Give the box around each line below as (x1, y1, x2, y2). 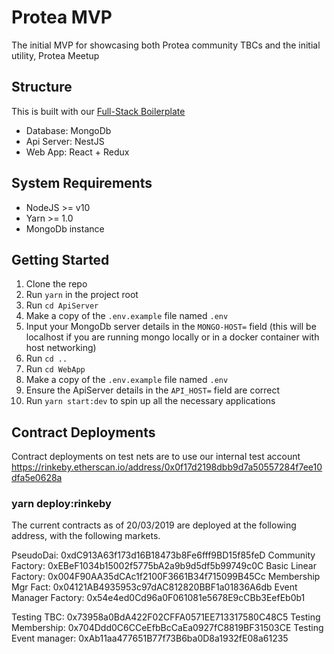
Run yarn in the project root (25, 289, 139, 301)
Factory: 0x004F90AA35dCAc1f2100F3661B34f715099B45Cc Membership (11, 571, 321, 583)
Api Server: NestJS (25, 135, 105, 147)
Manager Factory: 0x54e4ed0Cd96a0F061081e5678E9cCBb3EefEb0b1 (11, 592, 306, 604)
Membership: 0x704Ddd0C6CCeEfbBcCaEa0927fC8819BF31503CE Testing (11, 622, 324, 634)
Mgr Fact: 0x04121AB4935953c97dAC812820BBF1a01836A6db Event (11, 581, 298, 593)
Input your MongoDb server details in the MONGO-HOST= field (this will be (25, 321, 317, 333)
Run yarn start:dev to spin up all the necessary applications (25, 395, 276, 407)
